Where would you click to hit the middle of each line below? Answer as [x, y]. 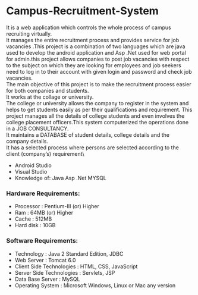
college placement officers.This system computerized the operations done [98, 122]
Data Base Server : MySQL [47, 279]
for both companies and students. [48, 90]
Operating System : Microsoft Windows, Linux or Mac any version [95, 285]
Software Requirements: [42, 241]
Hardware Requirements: [43, 193]
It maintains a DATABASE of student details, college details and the [88, 134]
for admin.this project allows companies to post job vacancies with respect [98, 59]
